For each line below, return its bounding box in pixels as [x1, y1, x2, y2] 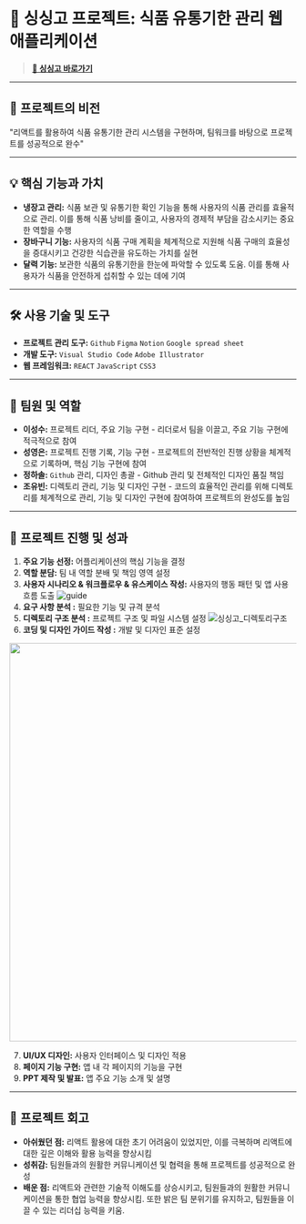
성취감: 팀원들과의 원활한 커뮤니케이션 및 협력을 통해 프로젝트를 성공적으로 [22, 1158, 287, 1170]
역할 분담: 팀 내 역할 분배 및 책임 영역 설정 [22, 567, 171, 578]
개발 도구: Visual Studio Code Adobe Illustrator [22, 349, 205, 360]
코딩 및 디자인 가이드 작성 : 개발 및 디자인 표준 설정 [22, 625, 201, 635]
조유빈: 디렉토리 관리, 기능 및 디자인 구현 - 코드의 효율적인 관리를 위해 [22, 481, 270, 492]
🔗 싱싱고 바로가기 [31, 63, 93, 74]
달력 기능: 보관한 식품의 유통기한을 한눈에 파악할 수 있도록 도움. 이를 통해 [22, 259, 280, 270]
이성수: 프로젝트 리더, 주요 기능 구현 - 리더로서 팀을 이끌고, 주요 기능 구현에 [22, 424, 289, 435]
